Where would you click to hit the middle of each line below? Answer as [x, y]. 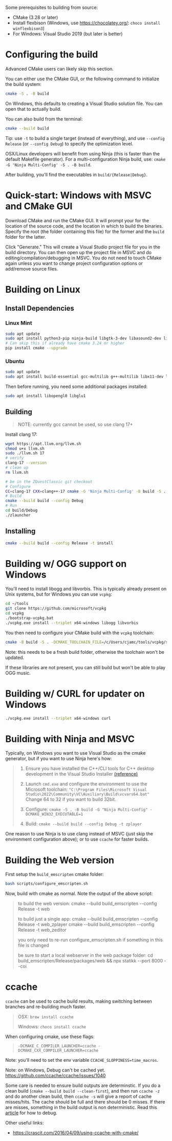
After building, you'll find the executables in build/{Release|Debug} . [76, 174]
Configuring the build [52, 55]
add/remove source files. [32, 269]
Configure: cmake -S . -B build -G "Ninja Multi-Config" [87, 809]
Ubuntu [15, 361]
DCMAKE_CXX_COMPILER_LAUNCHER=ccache [58, 1051]
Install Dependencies [40, 308]
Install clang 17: [21, 434]
